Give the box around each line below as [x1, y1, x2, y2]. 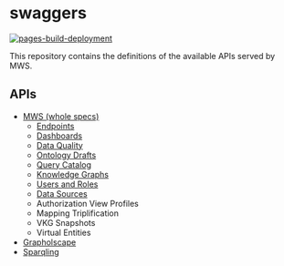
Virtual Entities [36, 227, 91, 238]
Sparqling [22, 246, 59, 257]
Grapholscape [22, 236, 77, 248]
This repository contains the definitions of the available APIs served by [9, 50, 276, 61]
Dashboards [36, 130, 83, 141]
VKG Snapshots [36, 217, 96, 228]
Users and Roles [36, 179, 99, 189]
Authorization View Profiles [36, 198, 139, 209]
